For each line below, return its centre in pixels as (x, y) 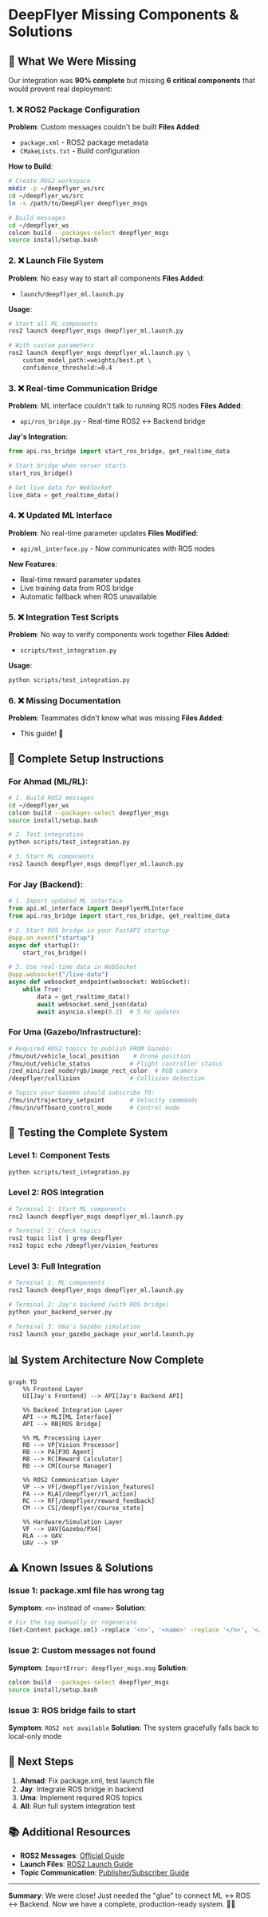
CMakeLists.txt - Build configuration (79, 151)
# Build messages (37, 217)
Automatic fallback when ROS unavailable (88, 596)
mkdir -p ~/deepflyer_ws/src (57, 189)
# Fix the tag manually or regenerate (73, 1623)
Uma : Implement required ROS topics (81, 1797)
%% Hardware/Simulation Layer (73, 1522)
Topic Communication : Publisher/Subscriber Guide (104, 1872)
